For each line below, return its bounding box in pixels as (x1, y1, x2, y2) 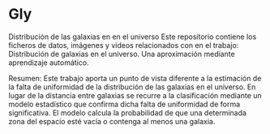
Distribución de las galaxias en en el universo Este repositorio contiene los (8, 32, 257, 41)
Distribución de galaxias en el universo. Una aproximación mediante (8, 49, 235, 58)
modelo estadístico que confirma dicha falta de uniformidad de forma (8, 99, 241, 109)
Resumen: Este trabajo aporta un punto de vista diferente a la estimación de (8, 73, 262, 83)
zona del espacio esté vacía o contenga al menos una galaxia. (8, 116, 216, 126)
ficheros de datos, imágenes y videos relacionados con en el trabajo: (8, 40, 239, 50)
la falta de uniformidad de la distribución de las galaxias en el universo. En (8, 82, 256, 92)
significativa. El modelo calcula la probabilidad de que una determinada (8, 107, 247, 118)
